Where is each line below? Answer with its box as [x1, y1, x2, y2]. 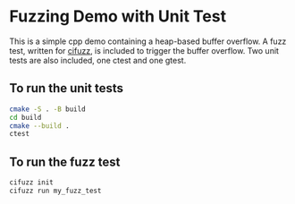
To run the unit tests [9, 81, 123, 96]
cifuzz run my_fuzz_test [9, 186, 102, 195]
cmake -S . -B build [9, 105, 87, 114]
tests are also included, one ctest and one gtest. [9, 55, 187, 65]
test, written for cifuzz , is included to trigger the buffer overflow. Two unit [9, 45, 280, 55]
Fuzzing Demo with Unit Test [9, 6, 226, 27]
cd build [9, 113, 42, 122]
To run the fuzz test [9, 154, 121, 169]
